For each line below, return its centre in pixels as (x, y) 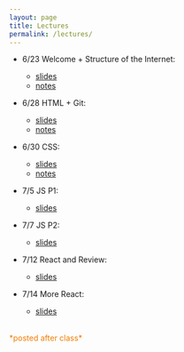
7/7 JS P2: (41, 225)
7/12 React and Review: (65, 260)
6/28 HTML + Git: (54, 103)
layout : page (33, 17)
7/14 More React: (53, 294)
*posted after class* (46, 338)
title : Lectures (39, 26)
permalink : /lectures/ (51, 34)
